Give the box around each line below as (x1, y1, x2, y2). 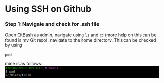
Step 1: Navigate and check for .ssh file (5, 21, 100, 28)
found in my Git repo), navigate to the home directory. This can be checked (5, 37, 156, 43)
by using (5, 42, 23, 48)
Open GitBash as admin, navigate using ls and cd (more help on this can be (5, 32, 157, 38)
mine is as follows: (5, 61, 42, 67)
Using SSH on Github (5, 3, 92, 15)
